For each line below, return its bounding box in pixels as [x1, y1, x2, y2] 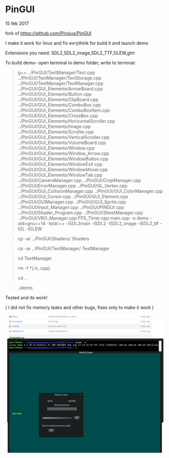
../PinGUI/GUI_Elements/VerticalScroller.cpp [17, 134, 110, 140]
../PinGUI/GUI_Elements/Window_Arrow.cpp [17, 150, 110, 156]
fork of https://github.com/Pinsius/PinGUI [5, 30, 92, 36]
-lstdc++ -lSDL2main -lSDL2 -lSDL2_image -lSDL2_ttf [47, 220, 159, 226]
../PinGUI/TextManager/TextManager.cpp [17, 80, 104, 86]
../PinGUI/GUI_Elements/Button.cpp [17, 91, 92, 97]
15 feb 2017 [5, 20, 29, 26]
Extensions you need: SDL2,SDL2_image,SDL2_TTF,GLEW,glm [5, 50, 135, 56]
